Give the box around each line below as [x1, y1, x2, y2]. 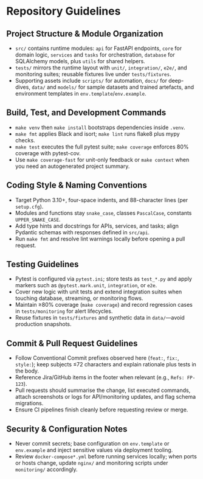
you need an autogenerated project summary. [15, 163, 130, 170]
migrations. [15, 400, 44, 407]
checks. [15, 136, 35, 144]
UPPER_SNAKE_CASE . [15, 215, 61, 223]
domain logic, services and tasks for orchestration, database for [15, 51, 175, 58]
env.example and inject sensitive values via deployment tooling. [15, 446, 173, 454]
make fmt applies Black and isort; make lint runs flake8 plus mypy [15, 130, 181, 138]
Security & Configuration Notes [6, 424, 128, 434]
